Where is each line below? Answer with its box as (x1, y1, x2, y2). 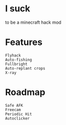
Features (5, 37, 43, 48)
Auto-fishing (5, 57, 32, 62)
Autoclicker (5, 116, 30, 121)
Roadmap (5, 87, 46, 98)
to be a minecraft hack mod (5, 19, 62, 25)
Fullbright (5, 61, 28, 67)
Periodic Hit (5, 112, 32, 117)
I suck (5, 3, 31, 14)
